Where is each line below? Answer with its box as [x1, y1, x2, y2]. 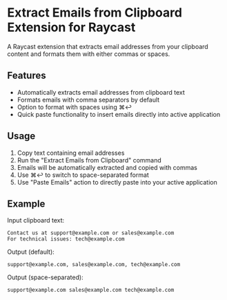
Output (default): [7, 247, 55, 256]
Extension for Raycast [7, 19, 136, 35]
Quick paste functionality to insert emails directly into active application [17, 110, 221, 118]
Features [7, 70, 46, 82]
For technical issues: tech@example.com [7, 236, 126, 243]
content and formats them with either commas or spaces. [7, 50, 170, 58]
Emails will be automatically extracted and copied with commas [17, 163, 198, 171]
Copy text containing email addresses [17, 149, 125, 157]
